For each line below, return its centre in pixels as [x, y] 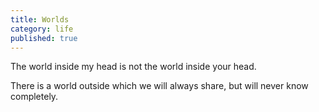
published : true [44, 38]
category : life [42, 29]
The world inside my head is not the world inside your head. [133, 67]
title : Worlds [40, 19]
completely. [34, 97]
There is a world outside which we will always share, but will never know [159, 86]
